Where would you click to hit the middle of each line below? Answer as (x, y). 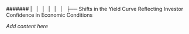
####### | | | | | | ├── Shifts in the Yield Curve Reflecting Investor (94, 9)
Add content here (27, 26)
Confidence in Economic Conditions (49, 15)
